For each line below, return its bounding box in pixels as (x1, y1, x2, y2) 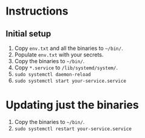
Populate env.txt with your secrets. (14, 51, 104, 58)
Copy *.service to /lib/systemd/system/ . (14, 64, 118, 71)
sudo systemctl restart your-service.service (14, 126, 132, 132)
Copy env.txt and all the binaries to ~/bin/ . (14, 44, 123, 52)
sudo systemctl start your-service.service (14, 78, 127, 84)
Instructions (5, 4, 69, 18)
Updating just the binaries (5, 98, 139, 112)
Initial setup (5, 29, 52, 39)
